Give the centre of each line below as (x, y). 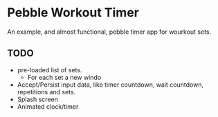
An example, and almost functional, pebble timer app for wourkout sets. (109, 32)
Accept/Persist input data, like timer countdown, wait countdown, (110, 85)
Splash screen (38, 99)
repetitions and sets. (46, 92)
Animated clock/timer (48, 106)
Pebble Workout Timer (73, 13)
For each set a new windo (64, 77)
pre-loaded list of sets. (49, 70)
